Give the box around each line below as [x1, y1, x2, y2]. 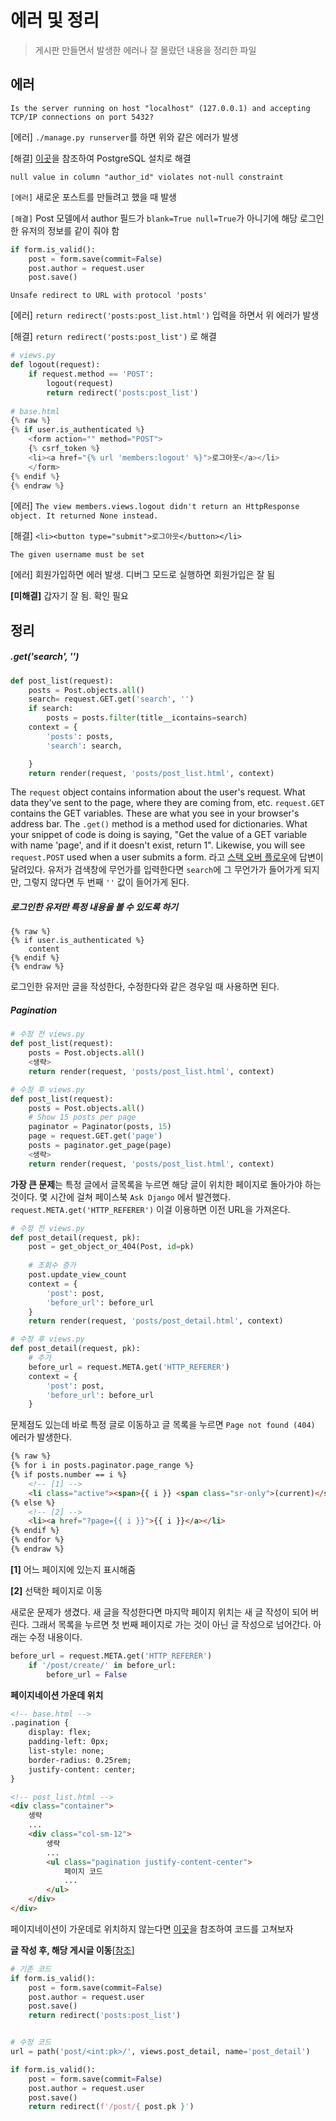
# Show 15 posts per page [28, 1112, 137, 1123]
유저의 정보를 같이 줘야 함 [20, 224, 120, 236]
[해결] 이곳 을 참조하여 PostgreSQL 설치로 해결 [10, 152, 192, 164]
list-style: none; [28, 1746, 105, 1756]
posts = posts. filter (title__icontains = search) [46, 713, 248, 723]
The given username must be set [10, 550, 145, 560]
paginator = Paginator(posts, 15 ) [28, 1122, 172, 1132]
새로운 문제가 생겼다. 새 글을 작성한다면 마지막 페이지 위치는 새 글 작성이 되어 [10, 1606, 309, 1618]
